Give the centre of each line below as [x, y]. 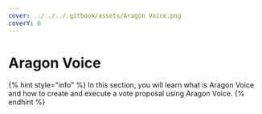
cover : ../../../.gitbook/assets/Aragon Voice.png [95, 16]
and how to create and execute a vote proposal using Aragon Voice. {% [127, 94]
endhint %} [27, 102]
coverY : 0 [25, 23]
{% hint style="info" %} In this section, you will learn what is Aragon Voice [131, 85]
